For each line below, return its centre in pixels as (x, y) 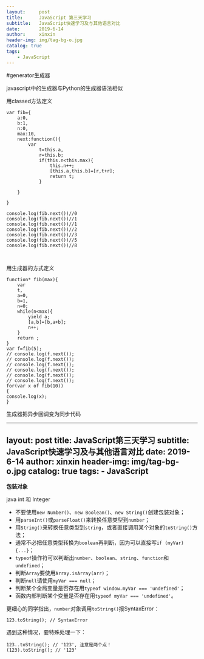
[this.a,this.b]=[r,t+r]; (82, 171)
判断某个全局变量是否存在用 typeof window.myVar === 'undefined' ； (100, 588)
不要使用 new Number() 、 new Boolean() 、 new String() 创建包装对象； (100, 512)
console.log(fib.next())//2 (42, 229)
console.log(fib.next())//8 (42, 245)
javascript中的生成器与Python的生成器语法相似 (65, 88)
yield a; (39, 316)
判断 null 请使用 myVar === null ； (56, 581)
